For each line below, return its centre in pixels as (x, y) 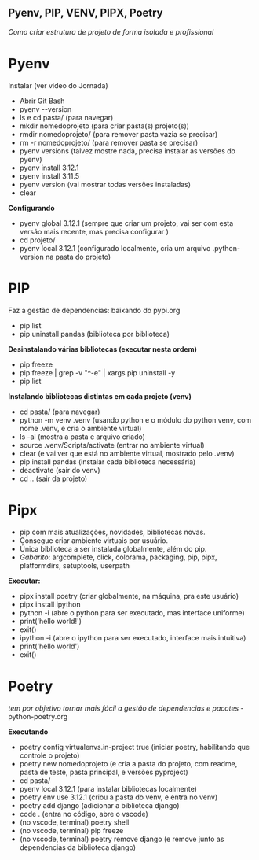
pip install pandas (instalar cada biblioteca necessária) (108, 461)
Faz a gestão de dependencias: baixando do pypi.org (94, 310)
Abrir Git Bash (42, 101)
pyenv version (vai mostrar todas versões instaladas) (105, 184)
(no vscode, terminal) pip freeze (71, 830)
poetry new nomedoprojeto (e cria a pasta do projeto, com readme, (128, 763)
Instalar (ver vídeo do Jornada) (58, 85)
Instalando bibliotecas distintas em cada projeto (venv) (100, 396)
